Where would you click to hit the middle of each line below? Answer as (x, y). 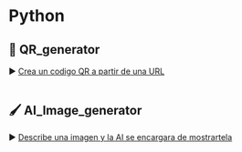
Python (37, 16)
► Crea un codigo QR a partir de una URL (87, 71)
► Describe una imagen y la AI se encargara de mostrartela (121, 137)
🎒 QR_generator (54, 50)
